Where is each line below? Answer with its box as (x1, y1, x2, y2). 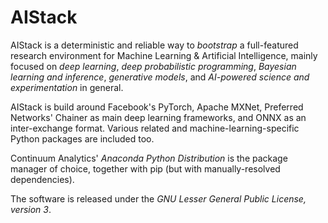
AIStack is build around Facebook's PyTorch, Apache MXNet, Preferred (10, 101, 304, 113)
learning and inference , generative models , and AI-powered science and (10, 71, 310, 83)
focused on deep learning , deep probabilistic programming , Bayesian (10, 60, 297, 72)
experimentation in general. (10, 81, 124, 93)
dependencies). (10, 173, 75, 185)
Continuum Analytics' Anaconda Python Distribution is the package (10, 152, 288, 164)
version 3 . (10, 203, 52, 215)
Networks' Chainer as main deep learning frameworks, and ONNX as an (10, 111, 307, 123)
